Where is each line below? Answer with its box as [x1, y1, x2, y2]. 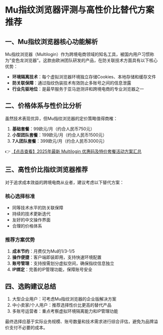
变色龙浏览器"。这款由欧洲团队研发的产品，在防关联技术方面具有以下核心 [11, 57, 158, 63]
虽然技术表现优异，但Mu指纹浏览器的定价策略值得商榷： [5, 115, 118, 121]
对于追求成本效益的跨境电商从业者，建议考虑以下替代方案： [5, 179, 124, 185]
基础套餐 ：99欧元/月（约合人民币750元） [12, 126, 95, 131]
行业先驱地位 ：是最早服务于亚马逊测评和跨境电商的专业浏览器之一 [12, 86, 144, 92]
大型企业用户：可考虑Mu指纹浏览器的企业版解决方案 [12, 296, 116, 302]
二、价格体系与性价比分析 [5, 102, 81, 110]
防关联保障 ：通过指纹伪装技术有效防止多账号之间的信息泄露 [12, 80, 131, 86]
